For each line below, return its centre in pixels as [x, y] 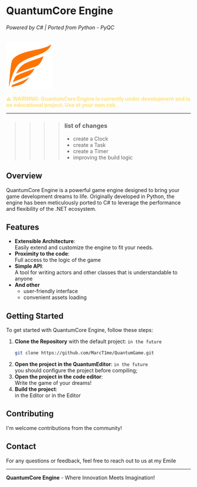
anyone [24, 279]
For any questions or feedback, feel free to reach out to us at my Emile [91, 461]
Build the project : [36, 389]
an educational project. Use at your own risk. [62, 105]
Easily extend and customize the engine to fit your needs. [84, 247]
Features [23, 227]
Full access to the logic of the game [58, 260]
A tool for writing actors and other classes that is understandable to [96, 273]
